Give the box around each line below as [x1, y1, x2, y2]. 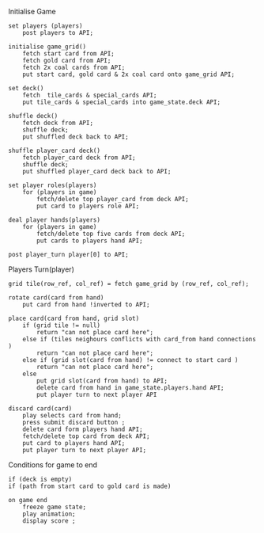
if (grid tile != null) [22, 322, 101, 329]
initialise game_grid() [8, 43, 87, 51]
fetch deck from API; [22, 119, 93, 127]
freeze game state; [22, 503, 87, 511]
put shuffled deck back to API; [22, 133, 129, 141]
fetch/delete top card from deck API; [22, 432, 150, 440]
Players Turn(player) [8, 265, 75, 274]
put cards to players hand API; [36, 237, 144, 245]
